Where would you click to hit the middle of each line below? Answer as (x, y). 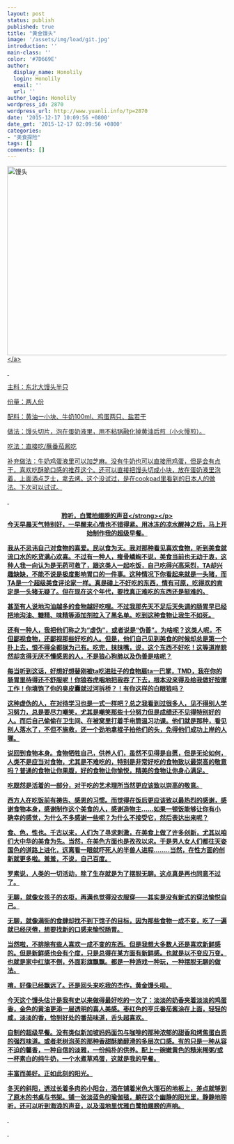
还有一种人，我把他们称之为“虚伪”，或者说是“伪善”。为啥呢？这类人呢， (111, 630)
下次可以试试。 (41, 487)
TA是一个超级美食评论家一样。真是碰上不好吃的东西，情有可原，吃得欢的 (112, 583)
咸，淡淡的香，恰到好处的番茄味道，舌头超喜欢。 (77, 1018)
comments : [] (26, 150)
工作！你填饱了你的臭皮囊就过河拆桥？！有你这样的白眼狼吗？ (96, 688)
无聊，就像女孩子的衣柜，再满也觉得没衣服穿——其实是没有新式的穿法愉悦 (114, 897)
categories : (24, 131)
